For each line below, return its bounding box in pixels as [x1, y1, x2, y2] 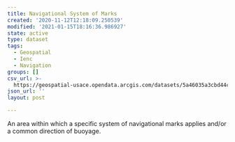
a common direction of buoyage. [7, 127, 101, 135]
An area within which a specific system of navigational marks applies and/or [7, 120, 227, 127]
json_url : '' [7, 88, 45, 95]
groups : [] [7, 68, 39, 75]
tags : [7, 42, 23, 49]
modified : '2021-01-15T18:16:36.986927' [7, 23, 127, 30]
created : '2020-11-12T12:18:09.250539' [7, 17, 124, 24]
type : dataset [7, 36, 49, 43]
